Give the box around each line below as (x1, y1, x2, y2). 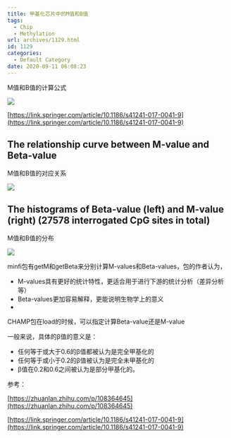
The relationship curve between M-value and (7, 138, 210, 150)
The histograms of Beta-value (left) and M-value (7, 203, 224, 215)
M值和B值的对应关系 (7, 169, 67, 177)
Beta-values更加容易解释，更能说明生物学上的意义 (17, 295, 164, 304)
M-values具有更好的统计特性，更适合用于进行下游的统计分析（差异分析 (17, 277, 224, 286)
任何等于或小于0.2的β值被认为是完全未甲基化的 (17, 356, 155, 365)
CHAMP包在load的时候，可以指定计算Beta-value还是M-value (7, 317, 185, 326)
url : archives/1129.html (7, 37, 80, 44)
